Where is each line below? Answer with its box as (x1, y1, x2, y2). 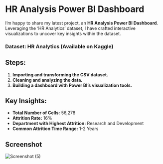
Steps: (5, 58, 26, 67)
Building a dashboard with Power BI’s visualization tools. (12, 82, 132, 88)
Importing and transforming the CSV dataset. (12, 71, 109, 78)
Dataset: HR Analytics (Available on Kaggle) (5, 43, 114, 50)
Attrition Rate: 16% (12, 115, 52, 121)
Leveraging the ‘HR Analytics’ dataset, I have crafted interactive (5, 25, 136, 31)
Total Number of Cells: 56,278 (12, 110, 76, 116)
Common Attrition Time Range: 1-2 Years (12, 126, 99, 132)
